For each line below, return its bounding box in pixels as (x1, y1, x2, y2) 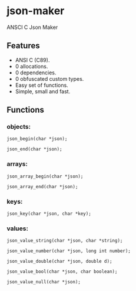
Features (6, 41, 40, 51)
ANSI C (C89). (15, 56, 50, 63)
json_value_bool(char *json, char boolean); (6, 269, 118, 275)
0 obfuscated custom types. (15, 75, 84, 82)
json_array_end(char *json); (6, 184, 78, 189)
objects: (6, 123, 31, 131)
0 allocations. (15, 63, 48, 70)
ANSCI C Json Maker (6, 24, 58, 31)
